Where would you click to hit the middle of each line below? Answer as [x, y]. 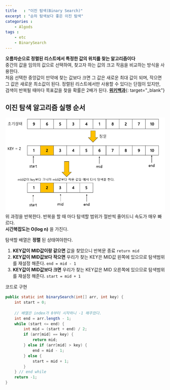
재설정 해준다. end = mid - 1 [47, 263]
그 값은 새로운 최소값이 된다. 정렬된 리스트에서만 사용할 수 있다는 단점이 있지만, [83, 84]
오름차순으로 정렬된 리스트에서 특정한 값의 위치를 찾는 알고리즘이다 [70, 58]
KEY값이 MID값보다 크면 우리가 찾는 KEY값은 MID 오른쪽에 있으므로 [80, 270]
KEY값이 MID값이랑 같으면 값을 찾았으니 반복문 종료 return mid [76, 251]
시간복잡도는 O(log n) [27, 229]
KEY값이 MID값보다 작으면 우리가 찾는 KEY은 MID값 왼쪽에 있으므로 [80, 257]
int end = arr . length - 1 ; [43, 318]
